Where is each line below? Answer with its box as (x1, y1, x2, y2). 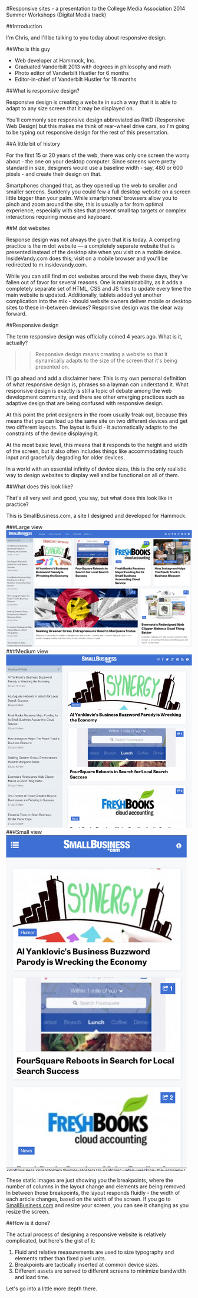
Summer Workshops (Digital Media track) (6, 11, 107, 18)
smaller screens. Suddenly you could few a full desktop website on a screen (6, 188, 191, 195)
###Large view (6, 524, 43, 530)
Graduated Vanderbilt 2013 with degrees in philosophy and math (14, 63, 171, 70)
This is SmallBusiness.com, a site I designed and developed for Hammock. (6, 512, 187, 519)
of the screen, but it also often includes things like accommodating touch (6, 448, 183, 455)
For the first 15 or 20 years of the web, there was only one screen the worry (6, 152, 190, 159)
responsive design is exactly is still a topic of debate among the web (6, 387, 172, 394)
